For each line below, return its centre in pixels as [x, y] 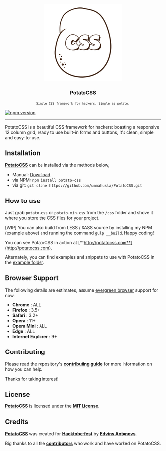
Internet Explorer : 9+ [35, 336]
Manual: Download [31, 175]
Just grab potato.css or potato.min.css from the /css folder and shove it [79, 212]
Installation [23, 153]
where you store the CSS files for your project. [52, 218]
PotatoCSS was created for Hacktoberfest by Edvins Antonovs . [71, 434]
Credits [17, 422]
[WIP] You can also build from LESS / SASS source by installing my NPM [79, 227]
